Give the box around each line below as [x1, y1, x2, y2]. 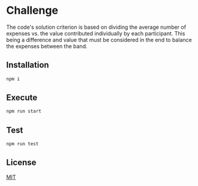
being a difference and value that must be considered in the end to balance [6, 36, 192, 43]
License [6, 157, 37, 168]
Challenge [6, 4, 59, 17]
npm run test [6, 141, 39, 147]
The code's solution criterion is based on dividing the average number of [6, 23, 187, 31]
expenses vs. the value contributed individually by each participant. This [6, 29, 185, 37]
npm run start [6, 109, 42, 115]
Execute [6, 92, 38, 103]
